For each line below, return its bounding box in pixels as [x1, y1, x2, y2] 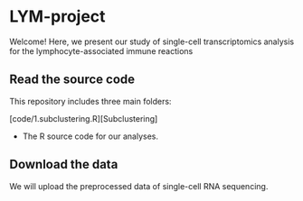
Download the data [9, 157, 118, 172]
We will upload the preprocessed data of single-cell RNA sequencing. [9, 180, 269, 191]
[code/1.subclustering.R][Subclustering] [9, 113, 158, 123]
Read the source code [9, 72, 136, 87]
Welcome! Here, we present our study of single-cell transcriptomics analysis [9, 36, 295, 47]
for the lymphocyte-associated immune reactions [9, 45, 194, 56]
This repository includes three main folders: [9, 96, 172, 106]
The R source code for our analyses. [22, 131, 158, 142]
